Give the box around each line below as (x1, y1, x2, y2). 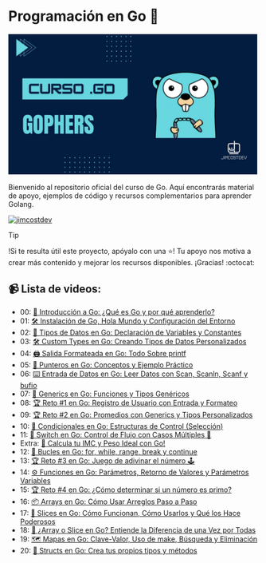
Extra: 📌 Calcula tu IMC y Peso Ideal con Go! (19, 438, 166, 448)
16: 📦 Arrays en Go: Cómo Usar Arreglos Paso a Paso (19, 497, 198, 506)
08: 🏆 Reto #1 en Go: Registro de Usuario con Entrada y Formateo (19, 398, 238, 407)
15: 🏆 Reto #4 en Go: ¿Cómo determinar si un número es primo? (19, 485, 233, 494)
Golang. (8, 200, 34, 209)
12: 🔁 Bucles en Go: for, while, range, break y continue (19, 447, 198, 456)
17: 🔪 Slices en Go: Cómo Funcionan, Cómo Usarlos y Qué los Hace (19, 509, 241, 517)
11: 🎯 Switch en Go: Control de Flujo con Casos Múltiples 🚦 (19, 430, 212, 439)
